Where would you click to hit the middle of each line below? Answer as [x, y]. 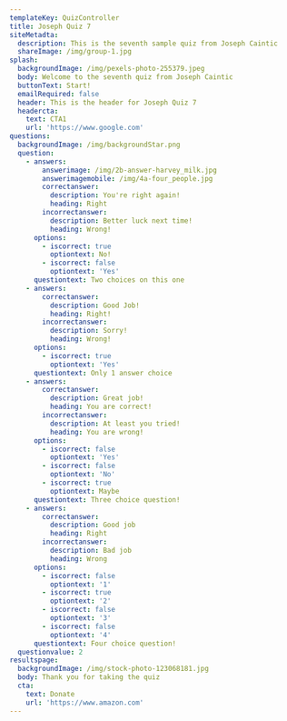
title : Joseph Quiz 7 [50, 26]
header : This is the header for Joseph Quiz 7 [107, 102]
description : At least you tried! [115, 424]
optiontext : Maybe [84, 491]
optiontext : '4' [80, 635]
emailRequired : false [59, 94]
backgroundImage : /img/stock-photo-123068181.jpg [113, 669]
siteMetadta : [34, 35]
